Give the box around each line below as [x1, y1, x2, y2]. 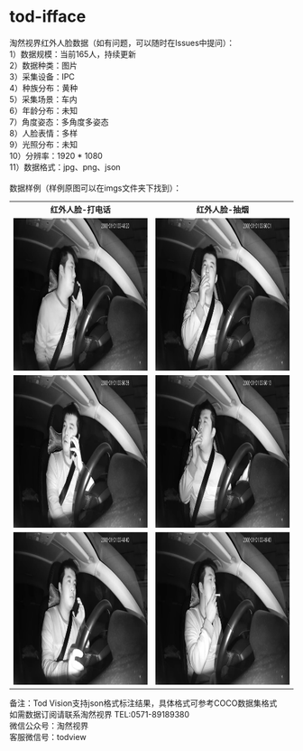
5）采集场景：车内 [9, 93, 78, 105]
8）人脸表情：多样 [9, 127, 78, 138]
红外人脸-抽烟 [196, 204, 250, 215]
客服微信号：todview [9, 731, 87, 742]
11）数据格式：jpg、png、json [9, 161, 121, 173]
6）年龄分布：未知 [9, 105, 78, 116]
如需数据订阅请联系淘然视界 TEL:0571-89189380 [9, 709, 190, 719]
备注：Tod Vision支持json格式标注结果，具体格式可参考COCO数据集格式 [9, 698, 278, 709]
